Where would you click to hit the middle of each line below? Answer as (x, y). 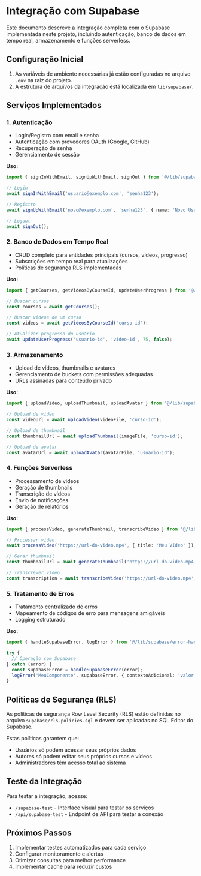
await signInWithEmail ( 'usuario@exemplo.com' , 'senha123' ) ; (83, 194)
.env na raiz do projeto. (43, 80)
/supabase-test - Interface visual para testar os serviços (84, 808)
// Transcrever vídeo (33, 573)
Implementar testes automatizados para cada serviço (80, 847)
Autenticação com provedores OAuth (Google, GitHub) (82, 142)
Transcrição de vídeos (42, 494)
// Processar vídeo (31, 540)
